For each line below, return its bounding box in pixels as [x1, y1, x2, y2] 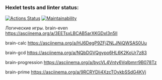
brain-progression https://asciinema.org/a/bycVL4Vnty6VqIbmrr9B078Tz [5, 59, 157, 65]
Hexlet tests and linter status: [5, 4, 79, 11]
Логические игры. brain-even [5, 25, 68, 31]
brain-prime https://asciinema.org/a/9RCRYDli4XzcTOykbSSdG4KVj [5, 69, 146, 75]
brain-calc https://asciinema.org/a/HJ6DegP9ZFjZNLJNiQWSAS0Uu [5, 40, 147, 46]
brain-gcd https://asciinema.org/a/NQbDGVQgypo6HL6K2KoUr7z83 [5, 49, 147, 56]
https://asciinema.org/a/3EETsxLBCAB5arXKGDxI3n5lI [5, 30, 118, 36]
